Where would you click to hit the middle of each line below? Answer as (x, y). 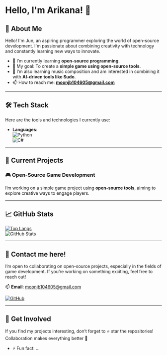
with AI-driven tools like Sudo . (44, 77)
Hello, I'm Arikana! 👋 (48, 10)
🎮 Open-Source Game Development (50, 175)
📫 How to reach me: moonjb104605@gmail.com (64, 82)
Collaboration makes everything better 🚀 (46, 338)
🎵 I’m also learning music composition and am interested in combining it (86, 71)
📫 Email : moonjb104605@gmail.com (43, 287)
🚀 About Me (24, 29)
